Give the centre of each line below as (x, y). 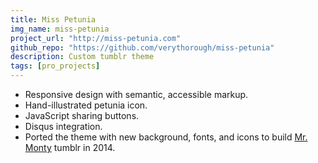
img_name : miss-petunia (60, 29)
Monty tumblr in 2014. (70, 147)
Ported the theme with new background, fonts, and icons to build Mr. (166, 137)
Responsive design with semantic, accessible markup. (136, 94)
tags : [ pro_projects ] (55, 66)
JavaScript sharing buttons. (82, 115)
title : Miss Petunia (53, 19)
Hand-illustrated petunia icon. (86, 105)
